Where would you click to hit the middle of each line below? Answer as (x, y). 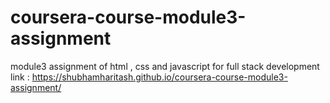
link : (20, 77)
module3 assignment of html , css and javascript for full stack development (165, 66)
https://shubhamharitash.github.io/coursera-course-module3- (159, 77)
